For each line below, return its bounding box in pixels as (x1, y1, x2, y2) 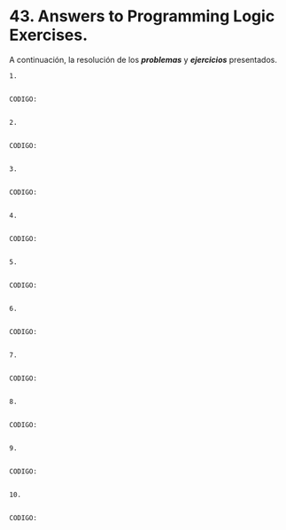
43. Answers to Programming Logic (9, 6, 275, 27)
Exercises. (9, 25, 89, 45)
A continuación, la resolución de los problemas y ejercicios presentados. (9, 54, 277, 65)
